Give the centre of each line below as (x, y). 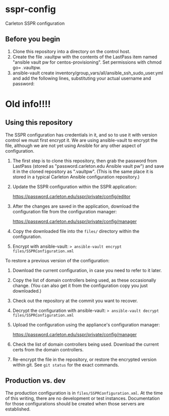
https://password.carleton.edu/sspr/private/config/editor (71, 196)
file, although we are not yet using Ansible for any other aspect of (73, 146)
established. (18, 409)
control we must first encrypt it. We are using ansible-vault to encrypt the (81, 140)
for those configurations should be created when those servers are (75, 403)
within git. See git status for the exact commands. (66, 364)
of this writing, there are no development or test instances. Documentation (82, 398)
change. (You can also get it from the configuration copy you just (80, 285)
